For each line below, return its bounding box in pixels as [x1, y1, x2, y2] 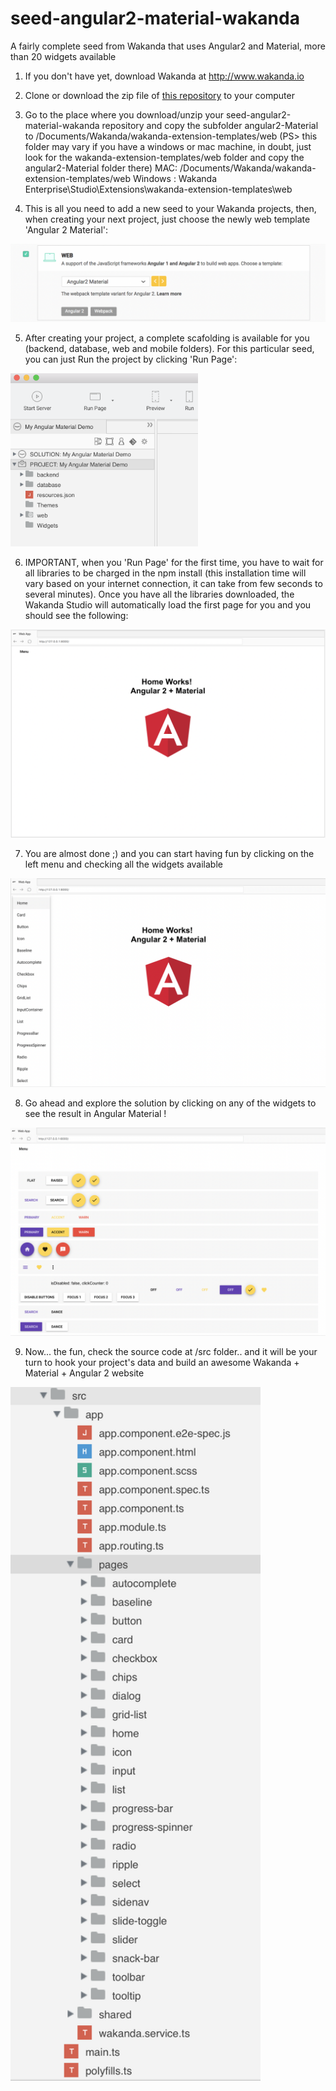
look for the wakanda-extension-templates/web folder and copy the [24, 151, 305, 163]
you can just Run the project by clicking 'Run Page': [24, 353, 238, 365]
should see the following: [24, 609, 129, 621]
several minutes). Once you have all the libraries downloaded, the [24, 588, 295, 600]
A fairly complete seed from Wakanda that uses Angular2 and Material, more [10, 40, 326, 52]
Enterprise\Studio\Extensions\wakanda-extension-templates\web [24, 183, 293, 195]
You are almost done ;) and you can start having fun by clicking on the [24, 847, 315, 859]
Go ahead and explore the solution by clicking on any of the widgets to [24, 1097, 317, 1109]
